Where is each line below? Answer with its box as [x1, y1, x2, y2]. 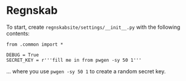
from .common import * [6, 41, 63, 47]
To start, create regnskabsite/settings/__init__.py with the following [6, 23, 181, 31]
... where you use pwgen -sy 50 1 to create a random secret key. [6, 67, 166, 75]
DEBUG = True [6, 52, 39, 58]
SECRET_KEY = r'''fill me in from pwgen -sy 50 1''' [6, 57, 142, 63]
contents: [6, 29, 30, 37]
